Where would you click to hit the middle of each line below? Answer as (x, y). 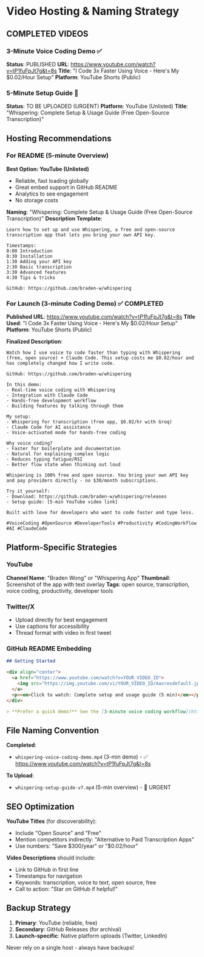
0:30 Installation (29, 256)
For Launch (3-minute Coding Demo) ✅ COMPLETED (85, 303)
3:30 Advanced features (36, 272)
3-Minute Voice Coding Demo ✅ (54, 51)
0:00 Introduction (29, 251)
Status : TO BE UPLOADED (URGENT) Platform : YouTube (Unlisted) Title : (97, 106)
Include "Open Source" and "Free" (58, 833)
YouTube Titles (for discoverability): (52, 821)
